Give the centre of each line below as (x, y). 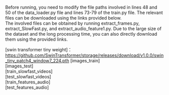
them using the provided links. (36, 39)
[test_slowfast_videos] (28, 77)
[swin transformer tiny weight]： (39, 50)
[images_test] (19, 66)
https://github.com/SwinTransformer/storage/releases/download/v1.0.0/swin (84, 55)
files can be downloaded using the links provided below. (63, 18)
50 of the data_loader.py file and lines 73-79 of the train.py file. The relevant (84, 13)
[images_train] (85, 61)
